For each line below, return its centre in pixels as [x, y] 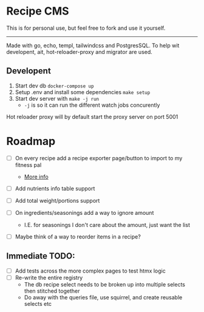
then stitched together [52, 291]
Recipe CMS [38, 11]
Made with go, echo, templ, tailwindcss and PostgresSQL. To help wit [93, 45]
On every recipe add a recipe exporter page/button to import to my [99, 158]
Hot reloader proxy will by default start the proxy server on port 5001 [92, 117]
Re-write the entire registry [49, 277]
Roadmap [31, 141]
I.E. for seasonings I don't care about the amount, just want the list [107, 225]
